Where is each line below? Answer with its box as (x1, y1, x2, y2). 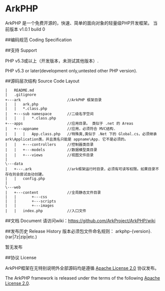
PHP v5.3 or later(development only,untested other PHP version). (5, 67, 137, 73)
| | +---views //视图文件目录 (5, 152, 94, 158)
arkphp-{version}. (115, 228, 152, 234)
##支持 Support (5, 47, 37, 53)
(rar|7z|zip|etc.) (5, 233, 37, 239)
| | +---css (5, 194, 48, 199)
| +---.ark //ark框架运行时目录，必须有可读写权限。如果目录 (5, 167, 156, 172)
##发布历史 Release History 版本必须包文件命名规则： (5, 228, 115, 234)
